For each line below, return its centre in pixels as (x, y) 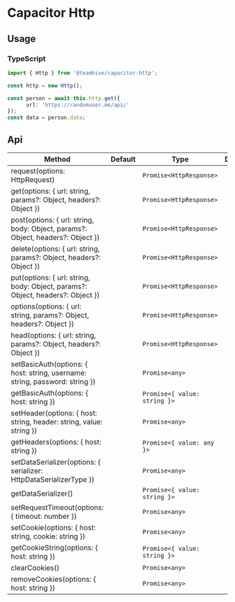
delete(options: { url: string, (55, 248)
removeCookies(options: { (54, 579)
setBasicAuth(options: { (49, 364)
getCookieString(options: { (55, 547)
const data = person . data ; (47, 118)
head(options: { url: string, (54, 335)
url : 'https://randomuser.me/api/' (78, 105)
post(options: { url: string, (52, 220)
